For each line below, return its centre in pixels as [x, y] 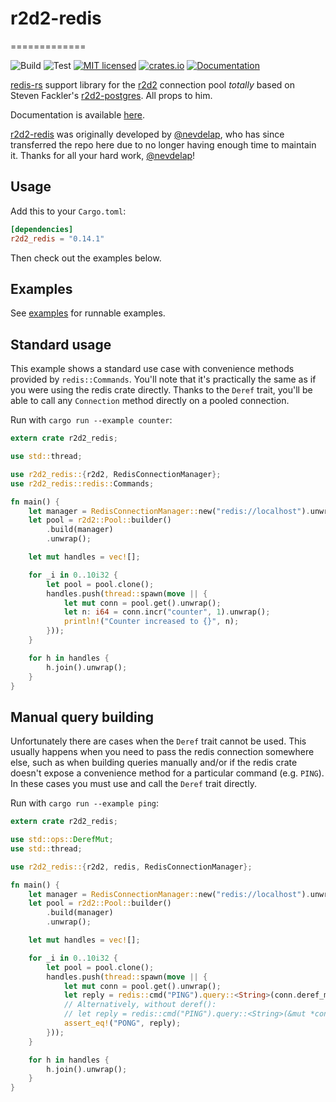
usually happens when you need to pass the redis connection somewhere [162, 752]
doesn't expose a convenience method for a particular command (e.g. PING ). [167, 773]
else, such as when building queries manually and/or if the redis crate [154, 763]
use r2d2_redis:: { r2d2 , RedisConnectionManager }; [116, 474]
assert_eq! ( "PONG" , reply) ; [122, 1023]
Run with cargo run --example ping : [84, 803]
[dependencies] [42, 229]
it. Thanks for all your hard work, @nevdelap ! [103, 155]
